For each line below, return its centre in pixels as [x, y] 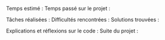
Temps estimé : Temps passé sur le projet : [58, 8]
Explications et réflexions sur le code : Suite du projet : [72, 31]
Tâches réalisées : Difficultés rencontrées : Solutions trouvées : [83, 19]
